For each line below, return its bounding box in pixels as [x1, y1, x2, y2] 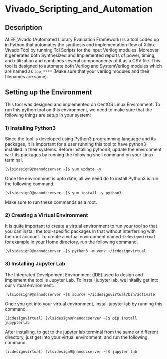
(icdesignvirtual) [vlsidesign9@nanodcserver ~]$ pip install [5, 316, 137, 321]
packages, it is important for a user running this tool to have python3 [5, 141, 146, 147]
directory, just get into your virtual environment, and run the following [5, 334, 148, 340]
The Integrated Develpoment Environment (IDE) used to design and [5, 271, 143, 278]
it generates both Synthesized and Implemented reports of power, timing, [5, 52, 156, 58]
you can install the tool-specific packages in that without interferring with [5, 228, 156, 234]
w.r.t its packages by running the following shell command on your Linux [5, 152, 154, 158]
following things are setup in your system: [5, 112, 91, 118]
